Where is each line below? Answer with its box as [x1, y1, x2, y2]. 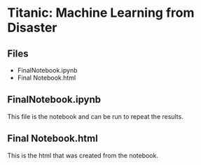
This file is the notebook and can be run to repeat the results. [7, 112, 183, 120]
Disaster [7, 20, 57, 36]
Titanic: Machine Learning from [7, 5, 195, 21]
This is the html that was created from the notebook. [7, 151, 159, 159]
